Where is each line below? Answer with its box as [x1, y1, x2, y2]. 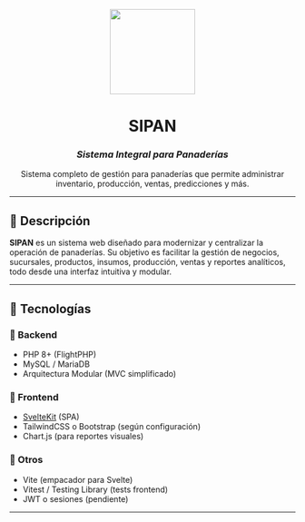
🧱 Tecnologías [9, 300, 92, 317]
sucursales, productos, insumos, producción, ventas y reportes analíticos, [9, 257, 286, 268]
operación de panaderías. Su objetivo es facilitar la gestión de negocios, [9, 247, 280, 258]
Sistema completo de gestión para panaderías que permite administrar [21, 169, 284, 180]
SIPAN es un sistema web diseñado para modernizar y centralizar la [9, 237, 264, 249]
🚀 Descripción [9, 213, 91, 229]
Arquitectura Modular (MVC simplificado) [22, 368, 177, 379]
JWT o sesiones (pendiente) [22, 493, 129, 504]
